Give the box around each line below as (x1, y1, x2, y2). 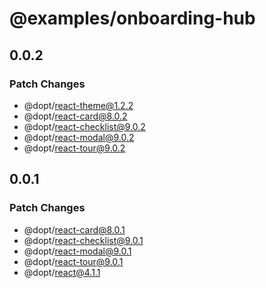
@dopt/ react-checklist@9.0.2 (23, 120, 146, 132)
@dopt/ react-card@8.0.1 (23, 223, 126, 236)
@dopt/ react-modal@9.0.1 (23, 245, 132, 257)
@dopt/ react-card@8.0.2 (23, 110, 128, 122)
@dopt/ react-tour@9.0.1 (23, 255, 124, 267)
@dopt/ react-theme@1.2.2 (23, 99, 134, 111)
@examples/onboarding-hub (9, 7, 256, 30)
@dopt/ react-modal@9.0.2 (23, 131, 135, 143)
